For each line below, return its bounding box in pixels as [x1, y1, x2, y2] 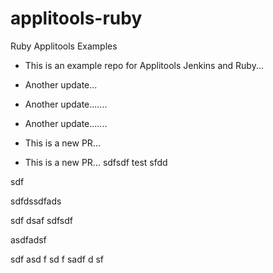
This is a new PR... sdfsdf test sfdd [24, 156, 168, 168]
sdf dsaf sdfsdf [10, 214, 73, 226]
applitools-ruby [10, 7, 143, 30]
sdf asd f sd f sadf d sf [10, 253, 105, 265]
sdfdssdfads [10, 195, 62, 207]
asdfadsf [10, 233, 47, 246]
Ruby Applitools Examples [10, 40, 118, 52]
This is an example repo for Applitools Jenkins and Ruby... [24, 59, 264, 71]
